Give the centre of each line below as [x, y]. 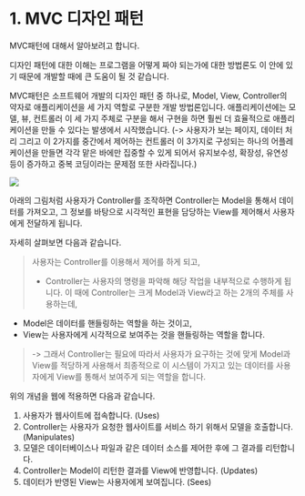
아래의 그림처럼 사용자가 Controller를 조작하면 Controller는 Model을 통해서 [143, 200]
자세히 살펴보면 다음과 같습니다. [66, 242]
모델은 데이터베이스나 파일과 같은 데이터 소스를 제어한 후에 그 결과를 [143, 448]
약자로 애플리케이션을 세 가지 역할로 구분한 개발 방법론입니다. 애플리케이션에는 [148, 106]
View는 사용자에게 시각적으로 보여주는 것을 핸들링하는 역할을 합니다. [144, 334]
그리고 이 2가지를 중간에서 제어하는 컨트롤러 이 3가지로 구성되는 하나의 [144, 141]
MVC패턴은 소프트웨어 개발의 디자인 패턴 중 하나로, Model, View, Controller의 [148, 96]
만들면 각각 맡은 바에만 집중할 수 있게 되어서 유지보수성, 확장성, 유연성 [164, 152]
